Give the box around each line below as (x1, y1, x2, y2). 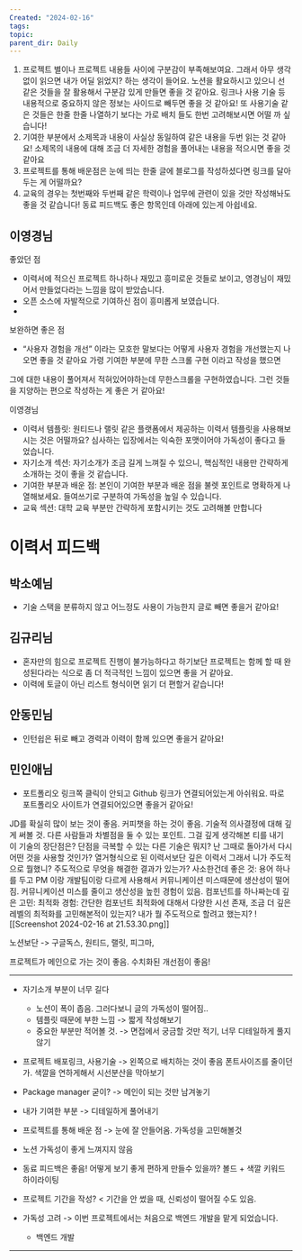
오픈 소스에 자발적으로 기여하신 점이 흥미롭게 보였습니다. (22, 296, 220, 306)
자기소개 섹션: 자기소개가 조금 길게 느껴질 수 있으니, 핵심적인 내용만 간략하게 (22, 457, 289, 469)
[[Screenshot (9, 918, 58, 929)
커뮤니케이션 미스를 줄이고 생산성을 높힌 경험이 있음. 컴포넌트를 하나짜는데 (21, 885, 280, 897)
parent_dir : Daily (9, 38, 78, 48)
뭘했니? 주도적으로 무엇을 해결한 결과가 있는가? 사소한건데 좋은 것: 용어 (25, 863, 274, 874)
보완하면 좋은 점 (9, 324, 66, 335)
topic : (9, 30, 34, 39)
